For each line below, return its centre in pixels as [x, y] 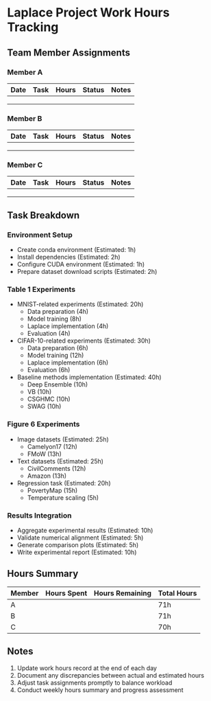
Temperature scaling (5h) [63, 497]
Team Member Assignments [69, 53]
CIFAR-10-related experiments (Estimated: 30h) [84, 341]
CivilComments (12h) [57, 468]
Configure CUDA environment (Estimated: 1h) [81, 264]
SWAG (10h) [44, 406]
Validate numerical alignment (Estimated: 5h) [80, 538]
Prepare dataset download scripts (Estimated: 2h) [87, 272]
